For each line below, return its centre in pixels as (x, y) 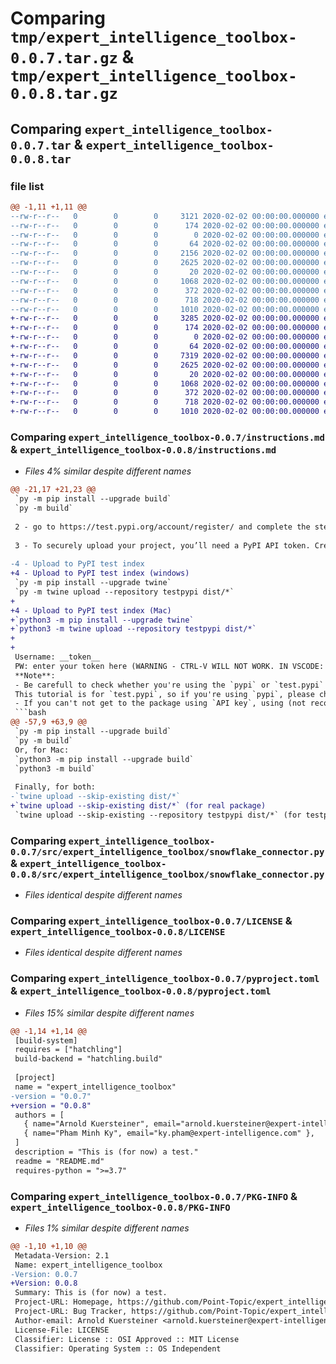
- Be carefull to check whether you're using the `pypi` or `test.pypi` (169, 685)
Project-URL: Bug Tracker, (71, 1312)
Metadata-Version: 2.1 (62, 1255)
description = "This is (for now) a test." (106, 1152)
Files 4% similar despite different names (108, 471)
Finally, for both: (55, 787)
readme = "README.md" (59, 1161)
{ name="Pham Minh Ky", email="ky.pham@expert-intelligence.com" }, (169, 1133)
